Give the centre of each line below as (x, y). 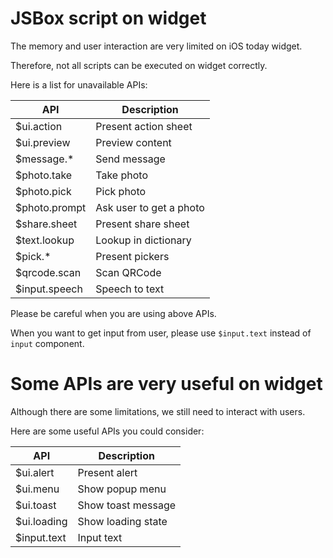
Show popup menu (122, 489)
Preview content (133, 142)
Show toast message (127, 505)
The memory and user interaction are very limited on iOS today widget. (156, 46)
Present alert (107, 472)
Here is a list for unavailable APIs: (79, 84)
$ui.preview (43, 142)
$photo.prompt (51, 207)
